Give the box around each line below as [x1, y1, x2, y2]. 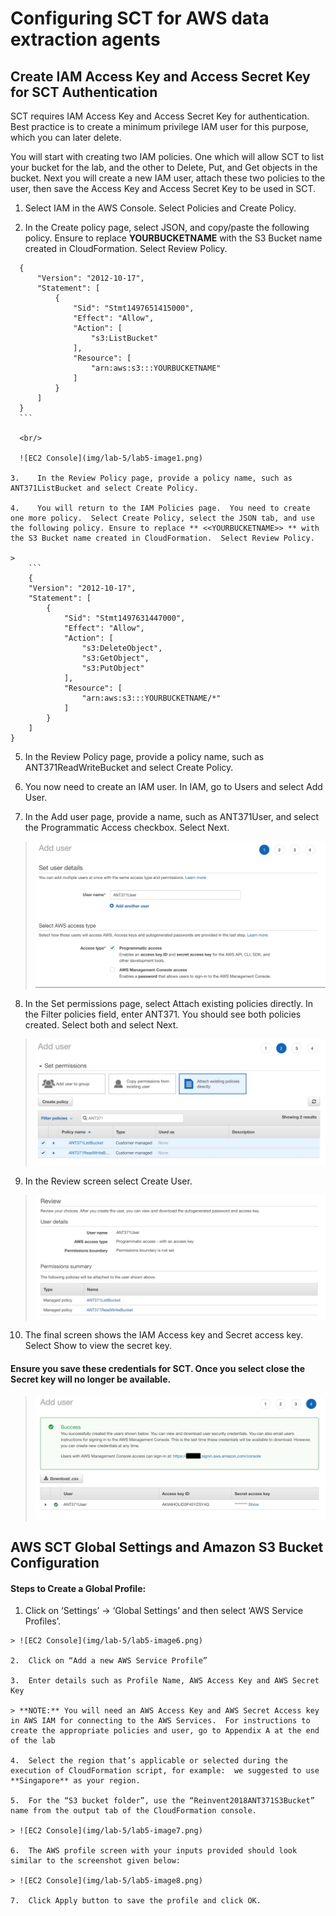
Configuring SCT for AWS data [10, 7, 270, 30]
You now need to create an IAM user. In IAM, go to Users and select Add [24, 781, 323, 792]
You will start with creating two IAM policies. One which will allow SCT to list [10, 151, 324, 162]
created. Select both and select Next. [24, 1019, 179, 1031]
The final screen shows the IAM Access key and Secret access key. [24, 1329, 304, 1341]
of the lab [10, 1736, 56, 1746]
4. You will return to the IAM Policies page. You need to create [10, 503, 311, 513]
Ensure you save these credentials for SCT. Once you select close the [10, 1362, 305, 1374]
